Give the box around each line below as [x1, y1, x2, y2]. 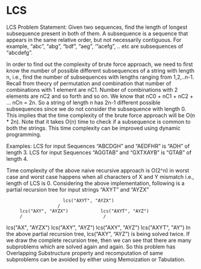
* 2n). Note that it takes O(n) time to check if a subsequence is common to [6, 118, 191, 125]
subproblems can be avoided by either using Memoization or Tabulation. [6, 256, 186, 263]
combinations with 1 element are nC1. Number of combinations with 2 [6, 86, 178, 93]
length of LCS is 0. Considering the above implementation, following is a [6, 180, 185, 187]
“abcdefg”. [6, 49, 33, 56]
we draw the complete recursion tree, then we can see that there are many [6, 237, 191, 244]
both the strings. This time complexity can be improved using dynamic [6, 124, 181, 131]
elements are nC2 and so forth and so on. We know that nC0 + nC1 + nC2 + [6, 92, 194, 100]
